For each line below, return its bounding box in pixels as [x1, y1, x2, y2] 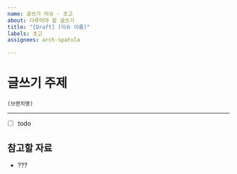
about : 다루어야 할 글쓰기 [7, 17, 75, 24]
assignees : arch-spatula [7, 37, 80, 44]
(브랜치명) [7, 100, 34, 108]
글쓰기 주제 [7, 75, 68, 92]
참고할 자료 [7, 142, 53, 154]
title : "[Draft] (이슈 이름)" [7, 23, 90, 30]
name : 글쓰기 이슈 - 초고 [7, 10, 73, 18]
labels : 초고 [7, 30, 43, 37]
